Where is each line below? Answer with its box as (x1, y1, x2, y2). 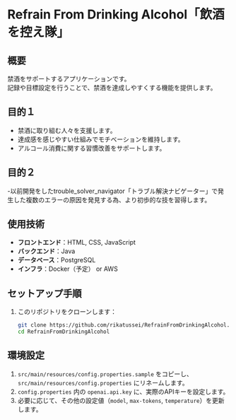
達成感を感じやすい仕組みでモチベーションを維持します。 (17, 135, 185, 144)
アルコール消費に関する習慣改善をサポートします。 (17, 144, 166, 152)
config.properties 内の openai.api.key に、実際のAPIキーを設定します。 (17, 387, 230, 396)
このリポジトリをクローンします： (17, 308, 117, 316)
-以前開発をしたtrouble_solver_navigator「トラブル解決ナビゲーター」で (7, 187, 218, 195)
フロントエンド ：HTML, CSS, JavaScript (17, 238, 136, 247)
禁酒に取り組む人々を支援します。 (17, 126, 117, 134)
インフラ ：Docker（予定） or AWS (17, 264, 118, 273)
